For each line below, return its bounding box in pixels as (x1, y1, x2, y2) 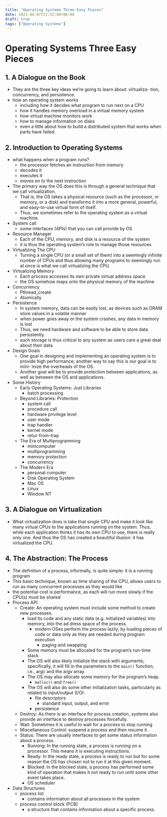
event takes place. (27, 775, 65, 781)
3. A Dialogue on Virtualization (5, 505, 102, 514)
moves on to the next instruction (19, 178, 86, 184)
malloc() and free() (34, 679, 77, 685)
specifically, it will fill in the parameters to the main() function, (27, 663, 155, 669)
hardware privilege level (27, 411, 77, 417)
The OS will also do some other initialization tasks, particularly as (27, 684, 161, 690)
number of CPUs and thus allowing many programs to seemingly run (19, 258, 161, 264)
